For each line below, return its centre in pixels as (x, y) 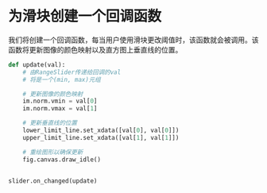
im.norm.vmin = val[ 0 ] (60, 101)
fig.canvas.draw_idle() (62, 160)
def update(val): (37, 64)
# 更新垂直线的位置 (50, 123)
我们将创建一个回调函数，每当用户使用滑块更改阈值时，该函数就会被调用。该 (133, 40)
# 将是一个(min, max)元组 (62, 79)
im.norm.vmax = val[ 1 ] (60, 109)
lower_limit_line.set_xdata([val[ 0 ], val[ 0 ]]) (101, 131)
